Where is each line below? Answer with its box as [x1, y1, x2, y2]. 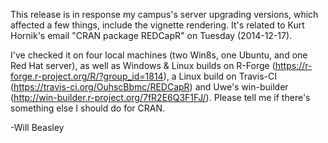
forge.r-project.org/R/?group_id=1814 [10, 70, 164, 82]
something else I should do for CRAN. [10, 102, 165, 114]
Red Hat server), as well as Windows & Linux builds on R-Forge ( [10, 60, 276, 71]
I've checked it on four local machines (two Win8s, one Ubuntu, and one [10, 49, 308, 61]
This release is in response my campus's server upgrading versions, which [10, 9, 319, 20]
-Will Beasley [10, 122, 65, 133]
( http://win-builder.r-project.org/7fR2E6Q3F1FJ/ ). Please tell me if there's [10, 92, 311, 103]
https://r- [274, 60, 313, 71]
